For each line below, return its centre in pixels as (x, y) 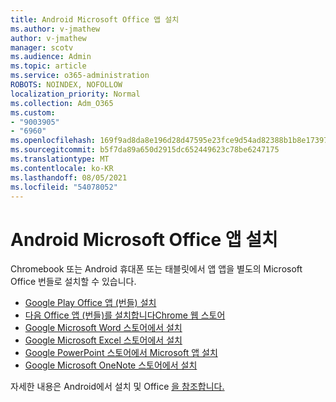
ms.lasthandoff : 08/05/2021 (69, 177)
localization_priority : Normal (75, 94)
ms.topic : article (48, 66)
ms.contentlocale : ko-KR (62, 168)
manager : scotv (42, 47)
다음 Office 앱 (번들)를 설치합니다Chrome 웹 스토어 (125, 315)
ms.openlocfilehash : (53, 141)
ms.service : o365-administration (80, 76)
